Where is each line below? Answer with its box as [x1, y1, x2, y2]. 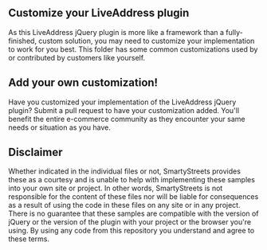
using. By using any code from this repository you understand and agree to [8, 226, 255, 236]
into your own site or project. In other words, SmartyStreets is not [8, 183, 223, 193]
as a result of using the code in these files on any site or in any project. [8, 201, 241, 210]
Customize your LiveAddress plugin [8, 6, 190, 20]
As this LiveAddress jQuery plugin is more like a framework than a [8, 27, 225, 37]
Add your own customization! [8, 76, 158, 90]
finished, [8, 36, 37, 45]
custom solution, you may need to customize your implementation [38, 36, 255, 45]
